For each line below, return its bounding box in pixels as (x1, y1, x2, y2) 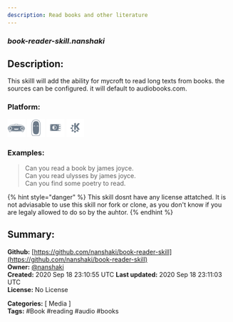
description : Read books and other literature (7, 11, 148, 19)
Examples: (7, 147, 45, 157)
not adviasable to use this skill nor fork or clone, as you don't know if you (7, 200, 222, 209)
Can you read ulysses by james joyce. (24, 171, 137, 180)
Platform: (7, 102, 41, 112)
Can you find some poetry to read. (24, 179, 126, 187)
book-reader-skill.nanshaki (7, 36, 105, 46)
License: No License (7, 285, 68, 294)
